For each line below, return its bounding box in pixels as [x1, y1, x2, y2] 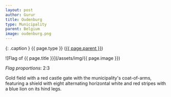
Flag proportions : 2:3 [5, 65, 50, 71]
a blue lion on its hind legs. [5, 86, 62, 92]
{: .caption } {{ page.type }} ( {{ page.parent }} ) [5, 45, 103, 51]
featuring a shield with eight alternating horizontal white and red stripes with [5, 80, 166, 86]
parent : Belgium [5, 27, 40, 32]
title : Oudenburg [5, 17, 42, 22]
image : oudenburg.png [5, 31, 52, 36]
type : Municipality [5, 21, 47, 27]
